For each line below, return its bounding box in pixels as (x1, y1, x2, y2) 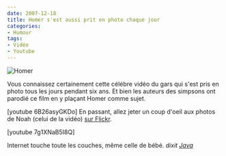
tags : (7, 35, 23, 42)
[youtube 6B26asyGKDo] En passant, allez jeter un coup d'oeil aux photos (7, 107, 216, 116)
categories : (7, 22, 41, 29)
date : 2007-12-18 (7, 10, 57, 17)
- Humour (7, 29, 32, 36)
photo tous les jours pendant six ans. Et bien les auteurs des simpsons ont (7, 87, 216, 95)
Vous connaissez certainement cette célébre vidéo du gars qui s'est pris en (7, 80, 220, 88)
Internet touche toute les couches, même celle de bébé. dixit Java (7, 141, 193, 149)
